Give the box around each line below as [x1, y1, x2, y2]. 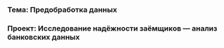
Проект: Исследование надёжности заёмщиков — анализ [7, 23, 218, 33]
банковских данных [7, 32, 80, 42]
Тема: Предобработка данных [7, 5, 118, 15]
